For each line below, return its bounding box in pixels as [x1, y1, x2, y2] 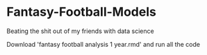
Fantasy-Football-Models [6, 4, 157, 20]
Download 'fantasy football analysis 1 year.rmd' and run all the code [6, 40, 201, 48]
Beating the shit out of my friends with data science [6, 27, 154, 35]
